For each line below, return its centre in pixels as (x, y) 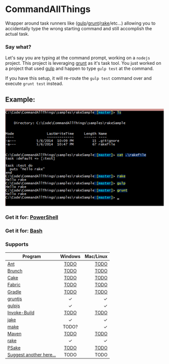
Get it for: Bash (24, 231)
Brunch (15, 270)
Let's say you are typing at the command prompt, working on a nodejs (78, 58)
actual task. (17, 34)
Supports (17, 244)
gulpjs (14, 306)
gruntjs (15, 299)
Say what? (18, 47)
